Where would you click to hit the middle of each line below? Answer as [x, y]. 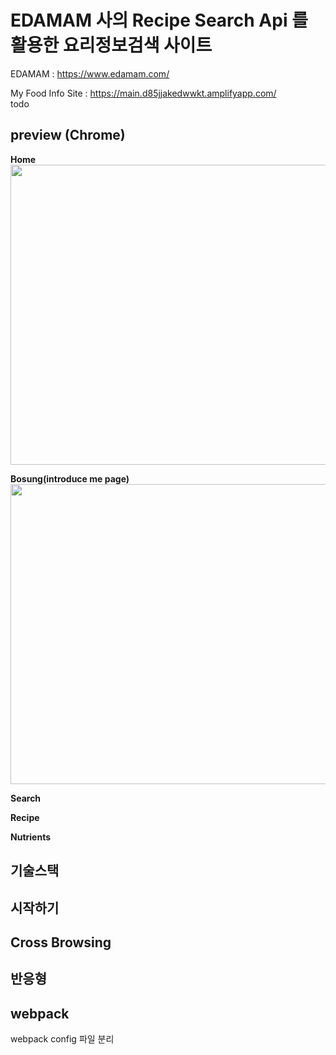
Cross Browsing [61, 942]
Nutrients [30, 837]
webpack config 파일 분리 [62, 1039]
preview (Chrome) [68, 135]
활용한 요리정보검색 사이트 [111, 45]
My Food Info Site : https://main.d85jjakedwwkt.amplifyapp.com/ [143, 93]
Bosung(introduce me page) [70, 478]
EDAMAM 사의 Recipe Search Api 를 [159, 20]
